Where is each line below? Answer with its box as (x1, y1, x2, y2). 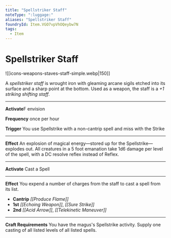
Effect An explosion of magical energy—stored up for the (5, 140, 126, 146)
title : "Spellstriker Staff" (5, 7, 67, 13)
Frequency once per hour (5, 116, 60, 122)
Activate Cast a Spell (5, 166, 50, 172)
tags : (5, 27, 17, 32)
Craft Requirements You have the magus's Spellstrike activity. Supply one (5, 221, 161, 228)
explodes (5, 145, 24, 152)
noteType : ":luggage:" (5, 12, 53, 17)
